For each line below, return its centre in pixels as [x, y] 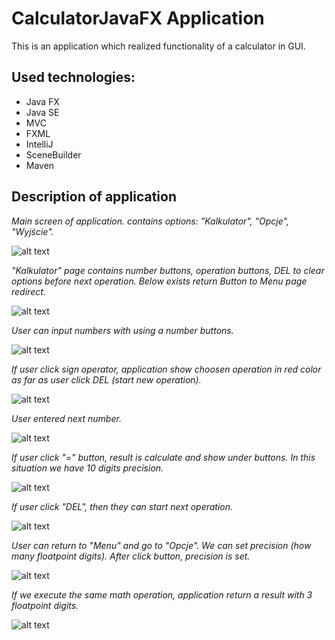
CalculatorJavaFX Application [138, 18]
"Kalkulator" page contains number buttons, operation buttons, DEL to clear [168, 270]
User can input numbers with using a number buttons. [122, 330]
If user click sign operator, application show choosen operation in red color [166, 369]
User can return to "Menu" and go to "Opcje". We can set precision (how [161, 545]
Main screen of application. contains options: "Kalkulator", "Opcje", [150, 221]
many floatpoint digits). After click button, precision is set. [131, 556]
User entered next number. [66, 418]
